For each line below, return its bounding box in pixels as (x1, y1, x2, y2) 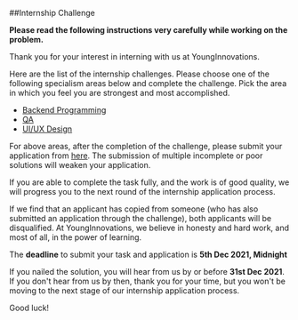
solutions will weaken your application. (9, 160, 151, 170)
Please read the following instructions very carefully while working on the (9, 25, 288, 35)
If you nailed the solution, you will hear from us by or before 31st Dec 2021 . (9, 267, 285, 276)
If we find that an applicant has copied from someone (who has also (9, 204, 259, 214)
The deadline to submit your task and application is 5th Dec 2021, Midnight (9, 249, 287, 260)
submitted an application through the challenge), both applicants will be (9, 213, 272, 223)
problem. (9, 35, 44, 44)
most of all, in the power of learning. (9, 232, 142, 243)
